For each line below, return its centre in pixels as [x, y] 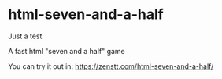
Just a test [25, 36]
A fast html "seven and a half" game [67, 51]
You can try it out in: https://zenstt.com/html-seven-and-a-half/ [111, 66]
